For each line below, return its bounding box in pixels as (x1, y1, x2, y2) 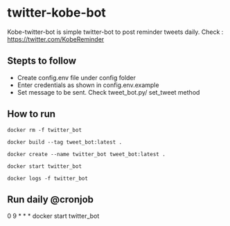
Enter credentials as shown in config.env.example (17, 81, 159, 89)
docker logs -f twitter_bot (7, 175, 89, 182)
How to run (7, 109, 56, 120)
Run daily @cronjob (7, 194, 94, 205)
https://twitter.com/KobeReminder (7, 35, 105, 43)
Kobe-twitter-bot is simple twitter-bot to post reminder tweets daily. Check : (7, 28, 224, 36)
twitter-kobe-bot (7, 5, 106, 21)
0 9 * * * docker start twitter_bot (7, 212, 100, 220)
